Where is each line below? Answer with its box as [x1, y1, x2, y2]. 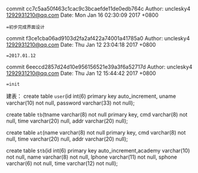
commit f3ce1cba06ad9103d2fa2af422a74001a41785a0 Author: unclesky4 [6, 35, 190, 41]
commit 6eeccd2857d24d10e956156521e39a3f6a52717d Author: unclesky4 [6, 63, 193, 70]
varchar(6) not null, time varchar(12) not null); [6, 160, 118, 167]
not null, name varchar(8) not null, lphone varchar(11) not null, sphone [6, 153, 178, 160]
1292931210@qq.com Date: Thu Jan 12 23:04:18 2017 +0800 [6, 41, 156, 48]
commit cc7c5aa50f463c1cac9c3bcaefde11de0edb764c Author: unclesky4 [6, 5, 191, 12]
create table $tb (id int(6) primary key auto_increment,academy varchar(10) [6, 147, 190, 154]
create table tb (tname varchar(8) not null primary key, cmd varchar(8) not [6, 111, 188, 118]
